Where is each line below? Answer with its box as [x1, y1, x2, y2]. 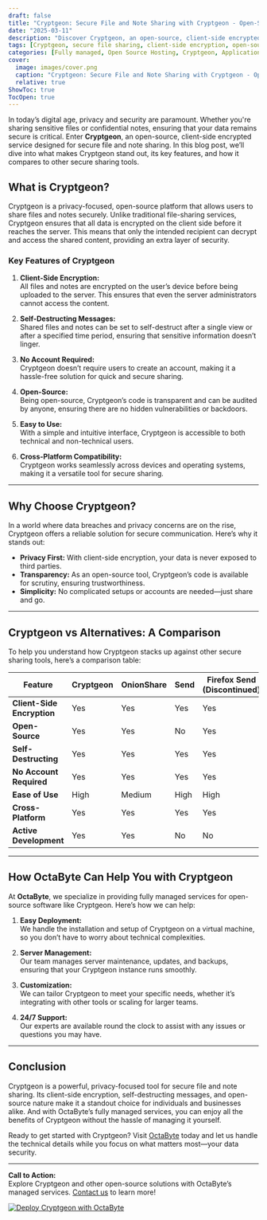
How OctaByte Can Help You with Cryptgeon [8, 870, 234, 884]
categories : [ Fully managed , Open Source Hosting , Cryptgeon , [8, 49, 219, 57]
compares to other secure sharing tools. [8, 157, 140, 167]
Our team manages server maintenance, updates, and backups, [19, 956, 229, 966]
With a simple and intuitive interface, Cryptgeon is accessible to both [19, 428, 246, 438]
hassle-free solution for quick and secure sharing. [19, 372, 184, 381]
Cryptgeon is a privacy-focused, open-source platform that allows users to [8, 201, 253, 211]
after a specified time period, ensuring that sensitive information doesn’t [19, 331, 257, 341]
